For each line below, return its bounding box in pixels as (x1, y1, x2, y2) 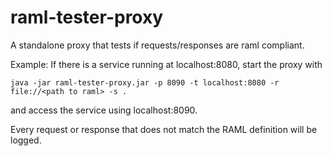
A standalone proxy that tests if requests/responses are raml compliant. (10, 39, 305, 51)
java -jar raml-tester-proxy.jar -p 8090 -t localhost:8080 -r (10, 77, 280, 88)
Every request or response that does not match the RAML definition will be (10, 123, 318, 135)
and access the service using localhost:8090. (10, 104, 198, 116)
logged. (10, 134, 42, 146)
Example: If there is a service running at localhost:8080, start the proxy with (10, 58, 323, 70)
